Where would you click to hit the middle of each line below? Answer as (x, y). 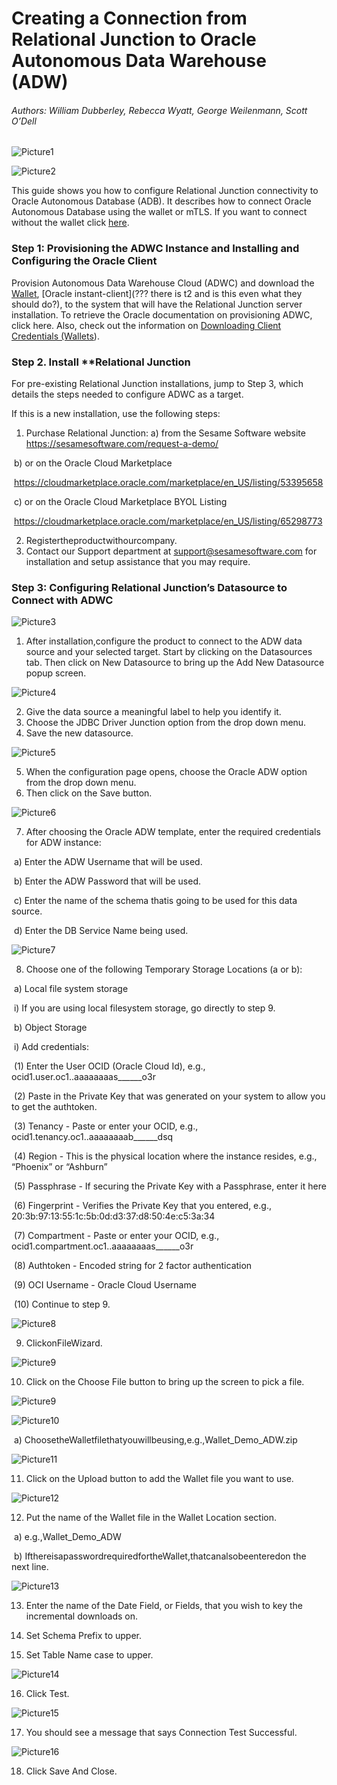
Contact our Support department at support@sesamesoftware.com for (171, 551)
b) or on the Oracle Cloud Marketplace (93, 463)
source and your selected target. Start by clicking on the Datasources (169, 652)
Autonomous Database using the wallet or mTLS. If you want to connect (159, 212)
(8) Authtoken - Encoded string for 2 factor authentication (133, 1266)
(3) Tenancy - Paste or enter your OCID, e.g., (106, 1126)
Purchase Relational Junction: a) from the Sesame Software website (165, 433)
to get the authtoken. (54, 1107)
